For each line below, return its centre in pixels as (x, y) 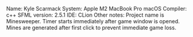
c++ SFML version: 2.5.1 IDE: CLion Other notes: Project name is (85, 15)
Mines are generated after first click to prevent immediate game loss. (91, 27)
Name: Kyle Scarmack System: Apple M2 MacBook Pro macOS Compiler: (96, 9)
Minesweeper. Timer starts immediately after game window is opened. (93, 21)
